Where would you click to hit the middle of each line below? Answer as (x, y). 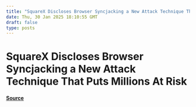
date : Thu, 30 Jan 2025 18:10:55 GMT (52, 17)
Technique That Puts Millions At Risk (97, 82)
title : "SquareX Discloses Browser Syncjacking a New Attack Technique (95, 11)
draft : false (22, 22)
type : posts (20, 28)
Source (15, 98)
